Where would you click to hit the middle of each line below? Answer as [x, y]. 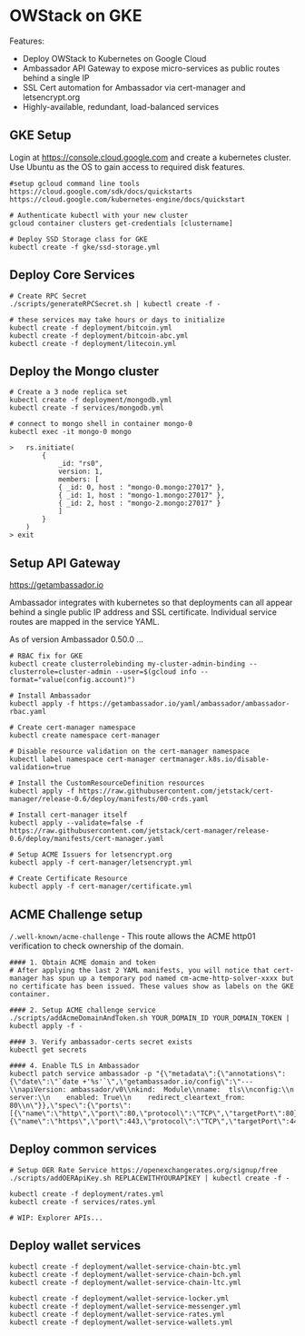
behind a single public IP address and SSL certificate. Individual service [143, 612]
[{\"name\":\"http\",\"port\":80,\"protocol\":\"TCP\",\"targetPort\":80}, [156, 1113]
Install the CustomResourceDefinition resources [111, 783]
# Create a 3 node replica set [69, 392]
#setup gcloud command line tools [75, 183]
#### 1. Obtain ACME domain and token [83, 963]
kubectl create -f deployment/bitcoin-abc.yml [99, 336]
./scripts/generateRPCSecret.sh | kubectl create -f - [115, 304]
